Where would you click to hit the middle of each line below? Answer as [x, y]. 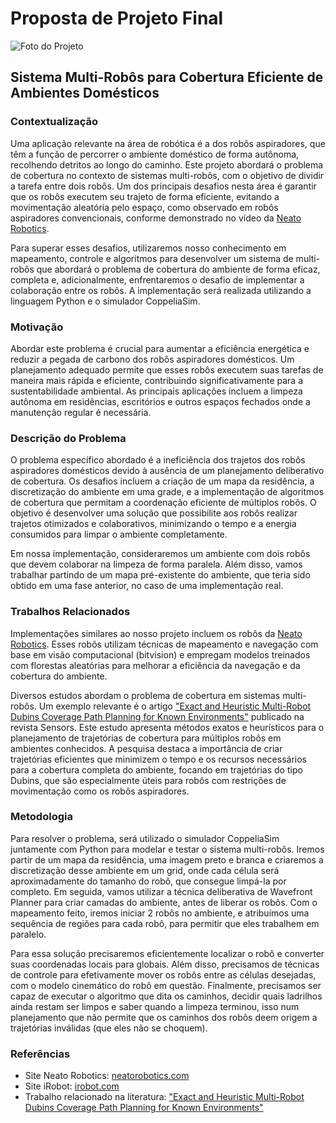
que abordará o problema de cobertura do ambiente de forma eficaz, [178, 269]
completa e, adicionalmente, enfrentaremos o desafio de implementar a [157, 279]
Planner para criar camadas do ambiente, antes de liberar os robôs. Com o [164, 902]
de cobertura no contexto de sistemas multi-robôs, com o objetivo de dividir [167, 175]
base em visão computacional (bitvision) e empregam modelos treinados [160, 654]
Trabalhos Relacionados [70, 612]
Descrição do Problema [68, 438]
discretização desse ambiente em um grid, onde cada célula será [145, 870]
